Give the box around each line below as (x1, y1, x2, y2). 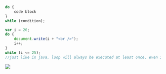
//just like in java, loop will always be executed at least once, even (5, 55, 158, 60)
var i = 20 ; (5, 27, 30, 32)
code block (14, 9, 37, 14)
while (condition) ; (5, 18, 45, 23)
